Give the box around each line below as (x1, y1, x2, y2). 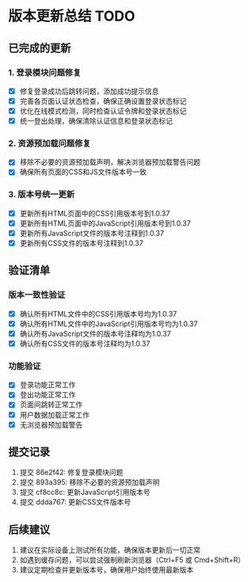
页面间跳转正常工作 (19, 400, 83, 409)
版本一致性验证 (8, 290, 66, 301)
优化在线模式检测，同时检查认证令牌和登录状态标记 (19, 106, 187, 116)
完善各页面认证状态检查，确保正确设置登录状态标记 (19, 96, 187, 105)
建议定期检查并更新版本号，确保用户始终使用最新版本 (19, 565, 194, 575)
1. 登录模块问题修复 (8, 67, 82, 78)
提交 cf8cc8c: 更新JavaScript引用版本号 (19, 488, 151, 497)
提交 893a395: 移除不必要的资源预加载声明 (19, 477, 160, 487)
